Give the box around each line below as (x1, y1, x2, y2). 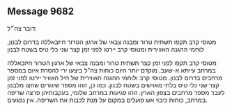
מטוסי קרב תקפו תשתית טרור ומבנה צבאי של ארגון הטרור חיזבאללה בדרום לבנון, (7, 38, 217, 46)
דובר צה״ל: (7, 24, 37, 32)
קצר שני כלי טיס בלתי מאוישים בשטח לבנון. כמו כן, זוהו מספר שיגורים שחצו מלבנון (7, 80, 219, 89)
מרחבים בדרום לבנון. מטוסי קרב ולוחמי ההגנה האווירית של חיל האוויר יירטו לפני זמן (7, 73, 223, 82)
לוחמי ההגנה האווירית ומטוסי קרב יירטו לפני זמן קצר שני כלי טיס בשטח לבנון (7, 45, 204, 53)
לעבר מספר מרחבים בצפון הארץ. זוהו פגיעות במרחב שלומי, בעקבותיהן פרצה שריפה (7, 88, 225, 96)
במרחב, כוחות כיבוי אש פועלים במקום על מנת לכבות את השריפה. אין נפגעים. (7, 96, 208, 104)
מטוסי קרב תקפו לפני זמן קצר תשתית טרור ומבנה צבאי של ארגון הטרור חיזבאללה (7, 59, 217, 67)
